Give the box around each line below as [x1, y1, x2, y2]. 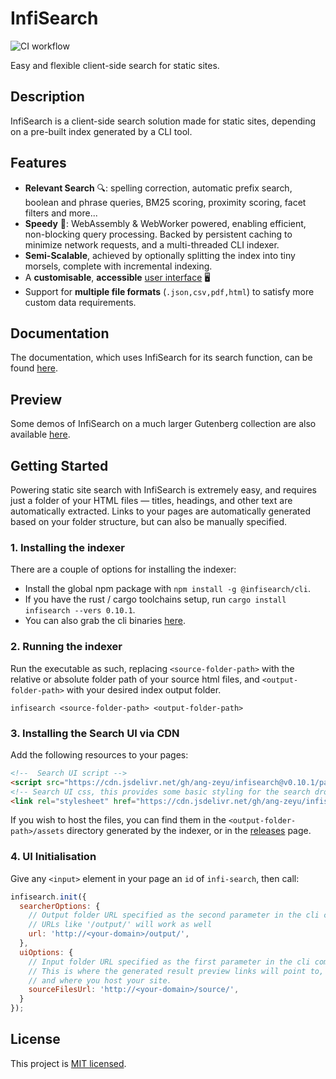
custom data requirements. [24, 296, 137, 308]
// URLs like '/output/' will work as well [28, 920, 213, 930]
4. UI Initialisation [10, 850, 97, 864]
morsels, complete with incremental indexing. [24, 260, 213, 272]
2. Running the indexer [10, 640, 123, 654]
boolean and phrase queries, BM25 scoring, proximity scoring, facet [24, 196, 307, 208]
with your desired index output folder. [66, 683, 222, 696]
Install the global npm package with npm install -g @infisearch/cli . [24, 583, 311, 595]
